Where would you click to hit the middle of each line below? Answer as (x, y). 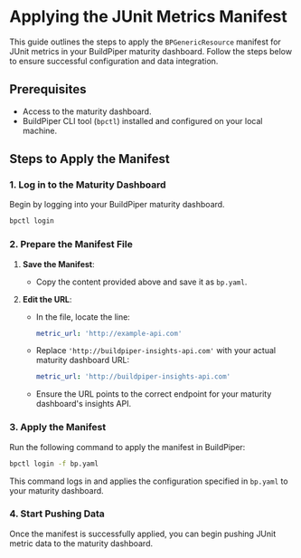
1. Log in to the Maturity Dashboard (88, 185)
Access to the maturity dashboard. (87, 111)
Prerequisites (48, 89)
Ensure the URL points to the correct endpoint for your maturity (154, 394)
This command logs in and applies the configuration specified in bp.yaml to (149, 481)
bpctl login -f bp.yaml (54, 464)
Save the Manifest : (58, 264)
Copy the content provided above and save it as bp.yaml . (141, 282)
